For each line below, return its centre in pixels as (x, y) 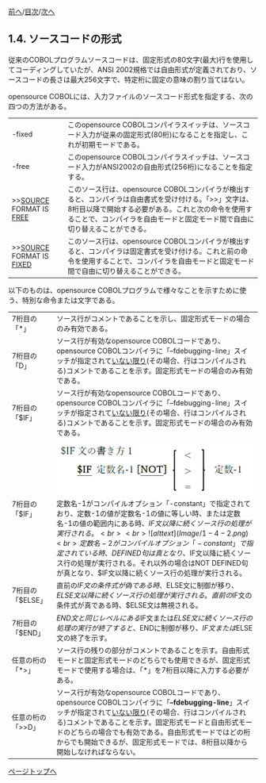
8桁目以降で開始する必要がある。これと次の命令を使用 (156, 209)
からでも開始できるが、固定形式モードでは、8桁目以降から (152, 742)
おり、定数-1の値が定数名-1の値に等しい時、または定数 (149, 513)
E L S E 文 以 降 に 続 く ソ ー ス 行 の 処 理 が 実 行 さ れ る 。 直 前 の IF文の (154, 595)
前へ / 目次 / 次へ (32, 12)
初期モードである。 (112, 144)
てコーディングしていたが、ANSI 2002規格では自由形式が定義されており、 (129, 69)
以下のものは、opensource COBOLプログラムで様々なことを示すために (124, 290)
